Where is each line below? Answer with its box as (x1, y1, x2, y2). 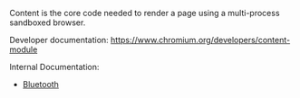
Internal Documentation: (9, 62, 100, 72)
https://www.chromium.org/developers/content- (110, 35, 291, 45)
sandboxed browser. (9, 17, 86, 28)
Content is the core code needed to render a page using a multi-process (9, 8, 280, 18)
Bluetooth (22, 79, 59, 89)
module (9, 44, 38, 55)
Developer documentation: (9, 35, 109, 45)
